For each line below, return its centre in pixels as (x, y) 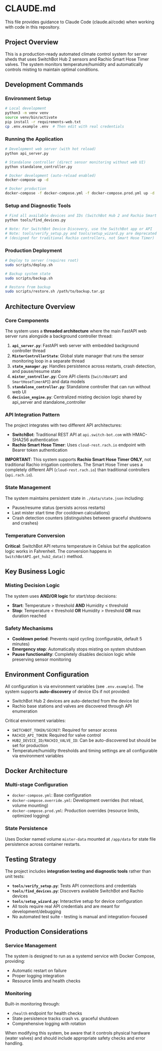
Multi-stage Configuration (37, 785)
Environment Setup (28, 98)
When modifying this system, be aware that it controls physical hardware (78, 1033)
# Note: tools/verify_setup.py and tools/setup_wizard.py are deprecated (81, 234)
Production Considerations (46, 932)
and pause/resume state (36, 371)
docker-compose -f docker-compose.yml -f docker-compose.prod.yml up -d (80, 193)
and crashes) (25, 523)
